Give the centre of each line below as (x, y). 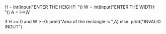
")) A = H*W (17, 12)
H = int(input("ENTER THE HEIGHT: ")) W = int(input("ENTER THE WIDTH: (80, 7)
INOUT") (14, 27)
